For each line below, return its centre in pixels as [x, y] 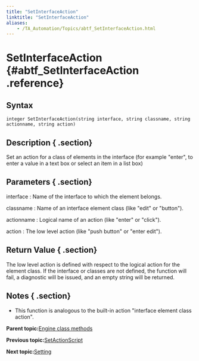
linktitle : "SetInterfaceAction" [48, 17]
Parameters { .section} [49, 182]
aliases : [17, 23]
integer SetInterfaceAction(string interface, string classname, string [98, 119]
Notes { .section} [39, 296]
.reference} [35, 83]
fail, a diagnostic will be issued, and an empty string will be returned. [90, 277]
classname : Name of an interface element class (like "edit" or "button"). [95, 208]
